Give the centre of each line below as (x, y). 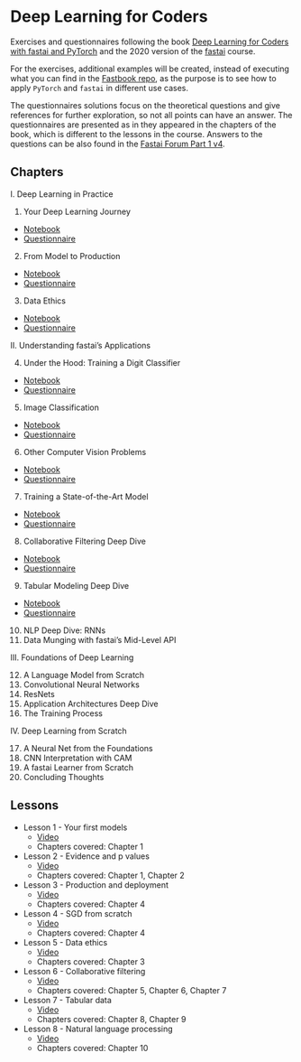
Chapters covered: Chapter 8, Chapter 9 (111, 1019)
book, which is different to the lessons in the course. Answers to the (137, 134)
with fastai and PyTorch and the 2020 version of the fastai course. (133, 51)
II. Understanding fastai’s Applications (81, 345)
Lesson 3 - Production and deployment (96, 885)
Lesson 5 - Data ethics (65, 942)
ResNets (39, 694)
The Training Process (63, 713)
